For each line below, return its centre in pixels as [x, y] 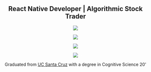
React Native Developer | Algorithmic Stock [75, 9]
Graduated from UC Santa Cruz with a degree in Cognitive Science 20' [75, 64]
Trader [75, 17]
